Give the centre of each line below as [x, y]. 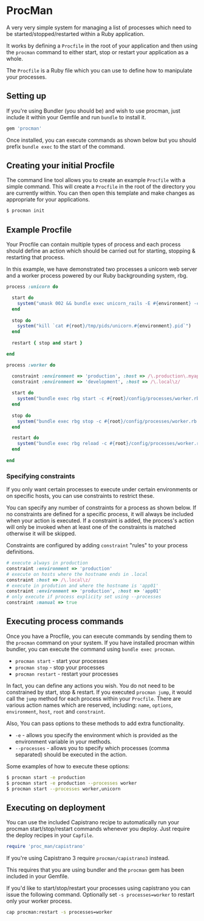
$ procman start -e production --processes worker [72, 783]
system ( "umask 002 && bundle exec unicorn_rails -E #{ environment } [104, 303]
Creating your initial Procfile [60, 166]
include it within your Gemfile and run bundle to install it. [76, 117]
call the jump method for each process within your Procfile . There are [93, 698]
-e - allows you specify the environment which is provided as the [96, 735]
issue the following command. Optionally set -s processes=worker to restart [100, 895]
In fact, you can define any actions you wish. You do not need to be [90, 685]
